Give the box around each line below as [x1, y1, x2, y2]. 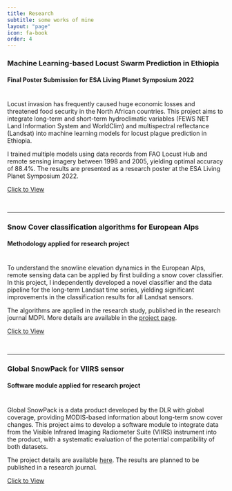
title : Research [7, 10, 54, 17]
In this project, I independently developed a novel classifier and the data [7, 279, 213, 287]
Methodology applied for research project [7, 239, 130, 248]
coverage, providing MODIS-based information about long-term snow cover [7, 413, 223, 421]
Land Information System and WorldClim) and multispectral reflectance [7, 122, 209, 130]
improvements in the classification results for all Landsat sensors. [7, 293, 193, 301]
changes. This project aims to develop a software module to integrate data [7, 420, 219, 428]
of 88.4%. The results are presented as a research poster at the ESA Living [7, 165, 221, 173]
